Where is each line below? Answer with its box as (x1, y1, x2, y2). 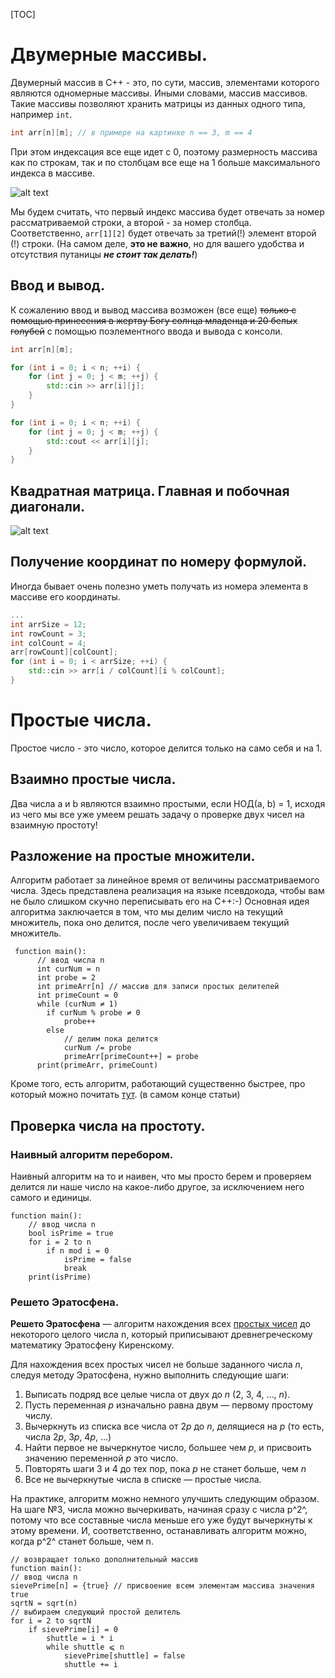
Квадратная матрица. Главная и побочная (10, 482, 290, 499)
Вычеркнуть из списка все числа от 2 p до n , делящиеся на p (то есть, (24, 1420, 325, 1433)
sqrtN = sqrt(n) (10, 1599, 78, 1609)
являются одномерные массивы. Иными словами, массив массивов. (10, 87, 308, 99)
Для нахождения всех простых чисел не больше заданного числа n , (10, 1359, 303, 1371)
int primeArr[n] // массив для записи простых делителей (36, 982, 280, 992)
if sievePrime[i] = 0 (28, 1625, 118, 1635)
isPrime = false (63, 1255, 132, 1265)
